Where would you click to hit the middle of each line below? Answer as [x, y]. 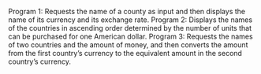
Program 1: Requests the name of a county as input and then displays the [127, 11]
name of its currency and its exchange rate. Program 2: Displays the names [130, 20]
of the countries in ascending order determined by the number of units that [130, 28]
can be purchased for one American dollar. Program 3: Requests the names [131, 36]
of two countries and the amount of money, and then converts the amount [128, 45]
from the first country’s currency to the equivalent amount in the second [125, 53]
